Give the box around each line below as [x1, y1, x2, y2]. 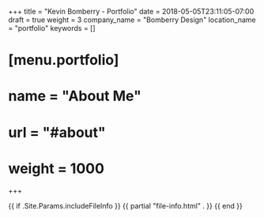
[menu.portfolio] [8, 51, 119, 70]
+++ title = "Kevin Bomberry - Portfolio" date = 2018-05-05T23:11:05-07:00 [8, 7, 255, 16]
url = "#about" [8, 123, 106, 141]
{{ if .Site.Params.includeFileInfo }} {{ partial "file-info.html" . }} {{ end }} [8, 201, 243, 210]
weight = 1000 [8, 160, 105, 177]
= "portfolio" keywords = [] [8, 24, 96, 32]
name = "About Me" [8, 87, 142, 105]
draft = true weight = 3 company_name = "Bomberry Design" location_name [8, 15, 256, 24]
